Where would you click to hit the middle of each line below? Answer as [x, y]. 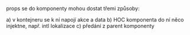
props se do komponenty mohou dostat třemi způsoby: [73, 8]
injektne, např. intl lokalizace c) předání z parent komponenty [80, 26]
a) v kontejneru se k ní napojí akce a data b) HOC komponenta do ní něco [95, 20]
